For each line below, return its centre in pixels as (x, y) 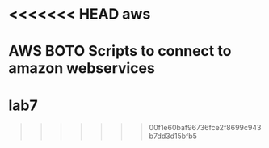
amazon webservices (82, 68)
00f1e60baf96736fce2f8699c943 (205, 128)
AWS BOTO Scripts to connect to (120, 51)
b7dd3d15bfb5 (173, 136)
